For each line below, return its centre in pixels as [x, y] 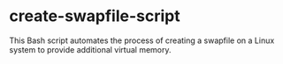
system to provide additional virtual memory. [90, 49]
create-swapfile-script [95, 16]
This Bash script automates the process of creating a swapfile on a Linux [142, 40]
